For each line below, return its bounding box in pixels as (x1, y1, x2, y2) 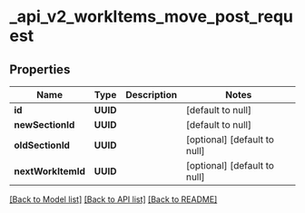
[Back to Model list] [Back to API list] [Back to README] (9, 194, 218, 205)
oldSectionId (14, 139, 71, 151)
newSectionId (14, 119, 75, 131)
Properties (9, 62, 71, 77)
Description (125, 89, 178, 101)
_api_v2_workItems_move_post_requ (9, 6, 293, 27)
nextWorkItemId (14, 165, 86, 178)
